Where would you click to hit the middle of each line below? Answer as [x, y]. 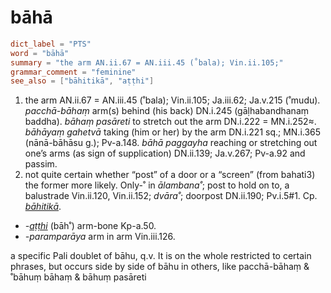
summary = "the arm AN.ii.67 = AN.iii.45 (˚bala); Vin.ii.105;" [147, 62]
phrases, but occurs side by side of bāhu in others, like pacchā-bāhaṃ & [160, 267]
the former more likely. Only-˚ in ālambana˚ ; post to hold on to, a [157, 185]
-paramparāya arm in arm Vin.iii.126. [100, 237]
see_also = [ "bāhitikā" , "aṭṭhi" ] [82, 81]
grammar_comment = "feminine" [73, 72]
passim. [41, 164]
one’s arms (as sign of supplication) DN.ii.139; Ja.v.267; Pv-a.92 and [165, 153]
